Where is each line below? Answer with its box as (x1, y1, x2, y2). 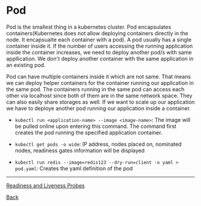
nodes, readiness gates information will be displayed (14, 147, 145, 154)
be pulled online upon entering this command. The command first (14, 122, 176, 130)
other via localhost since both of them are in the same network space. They (6, 92, 193, 99)
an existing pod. (6, 61, 46, 69)
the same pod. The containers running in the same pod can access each (6, 85, 185, 93)
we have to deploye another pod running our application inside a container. (6, 104, 191, 112)
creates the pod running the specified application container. (14, 129, 163, 136)
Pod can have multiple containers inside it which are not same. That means (6, 73, 191, 80)
